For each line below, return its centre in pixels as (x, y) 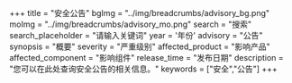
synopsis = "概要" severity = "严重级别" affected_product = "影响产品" (140, 46)
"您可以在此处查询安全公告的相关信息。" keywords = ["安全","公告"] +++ (143, 69)
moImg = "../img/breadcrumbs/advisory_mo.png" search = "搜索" (131, 24)
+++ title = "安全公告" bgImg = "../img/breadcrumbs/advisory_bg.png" (140, 13)
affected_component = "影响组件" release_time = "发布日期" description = (146, 58)
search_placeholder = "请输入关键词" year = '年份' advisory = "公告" (136, 35)
